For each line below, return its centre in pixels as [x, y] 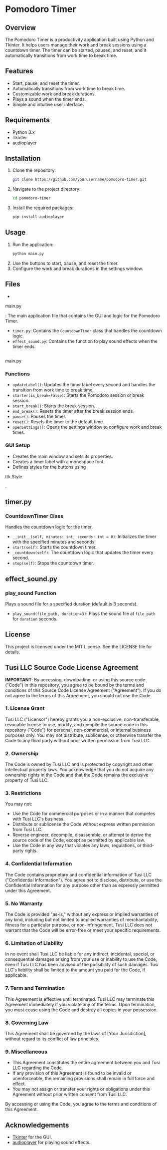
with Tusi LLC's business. [38, 819]
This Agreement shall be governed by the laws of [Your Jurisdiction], [76, 1033]
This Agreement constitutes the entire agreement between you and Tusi [86, 1063]
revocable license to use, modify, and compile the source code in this [77, 724]
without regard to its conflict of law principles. [52, 1039]
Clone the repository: [34, 170]
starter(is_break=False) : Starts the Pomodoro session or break [78, 395]
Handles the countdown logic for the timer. [49, 527]
